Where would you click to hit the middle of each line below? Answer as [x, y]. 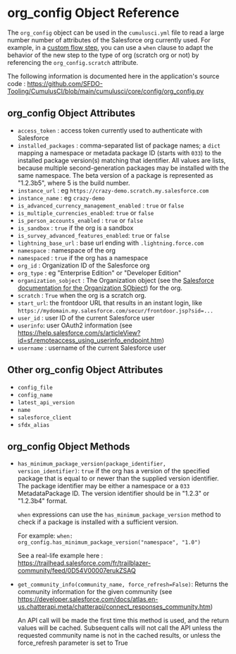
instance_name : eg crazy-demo [61, 198]
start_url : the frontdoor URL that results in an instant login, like [110, 303]
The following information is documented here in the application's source [113, 76]
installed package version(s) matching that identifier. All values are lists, [122, 160]
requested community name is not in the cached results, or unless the [119, 636]
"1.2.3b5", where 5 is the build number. [74, 183]
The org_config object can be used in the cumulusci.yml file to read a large [116, 32]
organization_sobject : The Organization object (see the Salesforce [116, 280]
